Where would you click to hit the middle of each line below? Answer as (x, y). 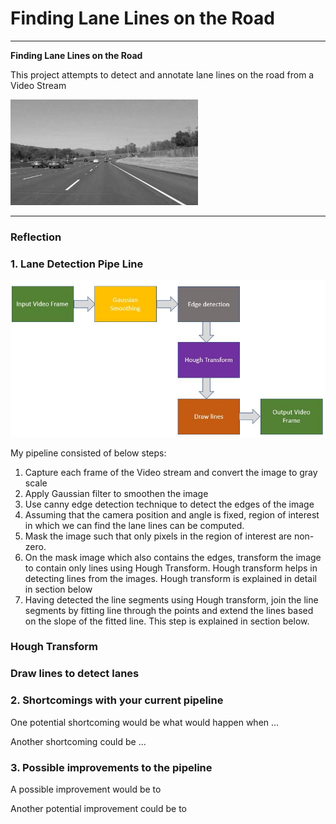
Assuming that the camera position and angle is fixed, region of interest (172, 514)
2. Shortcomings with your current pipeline (117, 700)
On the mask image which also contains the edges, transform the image (173, 557)
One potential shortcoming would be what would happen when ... (145, 722)
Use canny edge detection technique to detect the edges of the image (169, 504)
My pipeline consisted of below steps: (88, 453)
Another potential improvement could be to (98, 808)
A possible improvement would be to (86, 789)
